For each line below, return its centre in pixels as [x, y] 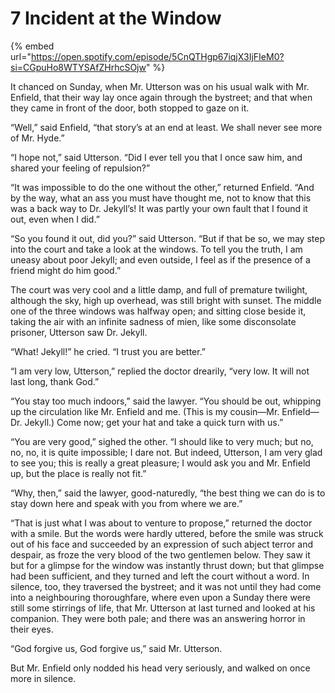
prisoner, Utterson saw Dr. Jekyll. [79, 332]
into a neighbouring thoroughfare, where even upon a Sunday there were [161, 597]
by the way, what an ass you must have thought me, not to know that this [161, 198]
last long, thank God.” [55, 381]
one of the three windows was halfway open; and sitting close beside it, [158, 311]
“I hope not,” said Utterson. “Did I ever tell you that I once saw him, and [156, 157]
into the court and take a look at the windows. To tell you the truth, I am [156, 249]
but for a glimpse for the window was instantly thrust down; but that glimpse [167, 565]
